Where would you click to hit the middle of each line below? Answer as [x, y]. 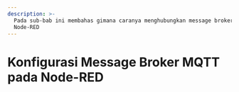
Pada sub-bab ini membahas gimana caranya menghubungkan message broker [124, 21]
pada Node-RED [56, 77]
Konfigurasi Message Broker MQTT [114, 62]
